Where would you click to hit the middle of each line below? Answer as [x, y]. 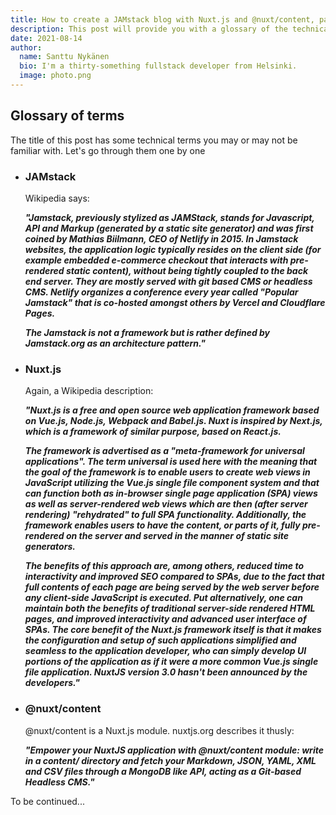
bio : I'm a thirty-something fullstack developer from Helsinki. [158, 66]
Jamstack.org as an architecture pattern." [115, 343]
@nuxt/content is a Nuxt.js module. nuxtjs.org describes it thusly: [159, 730]
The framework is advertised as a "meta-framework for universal [164, 451]
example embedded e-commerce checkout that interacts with [156, 260]
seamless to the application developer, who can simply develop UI [165, 651]
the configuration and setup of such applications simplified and [160, 640]
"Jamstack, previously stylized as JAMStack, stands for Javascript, [169, 217]
